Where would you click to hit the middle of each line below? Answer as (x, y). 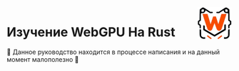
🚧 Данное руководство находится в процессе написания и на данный (113, 52)
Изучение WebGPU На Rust (91, 32)
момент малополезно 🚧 (43, 59)
